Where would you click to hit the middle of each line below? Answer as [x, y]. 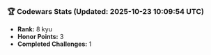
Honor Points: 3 [40, 37]
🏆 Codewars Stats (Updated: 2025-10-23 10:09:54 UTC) [105, 11]
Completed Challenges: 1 [54, 44]
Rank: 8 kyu [34, 29]
